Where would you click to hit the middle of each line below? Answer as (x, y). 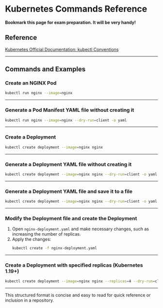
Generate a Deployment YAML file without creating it (68, 164)
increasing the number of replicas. (46, 234)
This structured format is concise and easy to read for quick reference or (78, 295)
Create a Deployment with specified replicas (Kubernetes (74, 265)
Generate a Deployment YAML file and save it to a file (69, 191)
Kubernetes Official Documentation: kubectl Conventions (62, 49)
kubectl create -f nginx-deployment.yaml (55, 248)
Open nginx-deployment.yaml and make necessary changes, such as (81, 229)
